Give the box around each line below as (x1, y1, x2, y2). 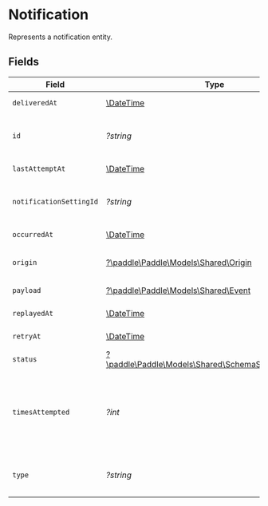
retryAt (12, 331, 41, 341)
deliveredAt (12, 98, 58, 107)
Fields (8, 55, 40, 69)
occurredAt (12, 230, 53, 239)
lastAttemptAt (12, 164, 66, 173)
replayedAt (12, 309, 53, 318)
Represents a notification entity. (8, 32, 113, 42)
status (12, 354, 37, 364)
